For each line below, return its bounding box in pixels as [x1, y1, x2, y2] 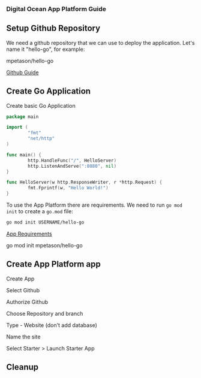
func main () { [6, 152, 42, 158]
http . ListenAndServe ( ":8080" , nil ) [28, 163, 117, 169]
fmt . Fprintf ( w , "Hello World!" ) [28, 185, 109, 191]
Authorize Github [6, 298, 49, 306]
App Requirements [6, 230, 52, 237]
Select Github [6, 286, 40, 294]
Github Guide [6, 68, 39, 76]
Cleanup [6, 362, 39, 373]
